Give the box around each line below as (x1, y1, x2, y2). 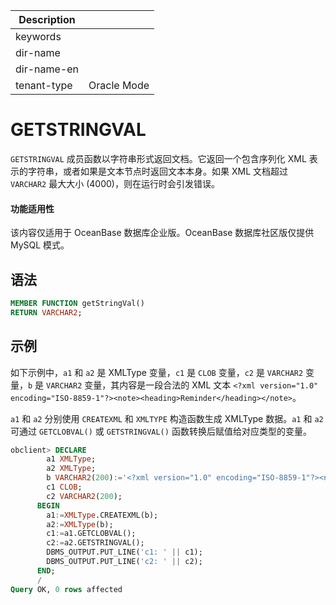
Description (18, 13, 76, 26)
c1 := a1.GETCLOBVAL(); (46, 529, 137, 539)
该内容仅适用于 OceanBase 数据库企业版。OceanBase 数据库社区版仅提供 (10, 227, 315, 239)
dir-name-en (15, 62, 80, 76)
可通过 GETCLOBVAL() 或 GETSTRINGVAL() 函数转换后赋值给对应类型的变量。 (10, 425, 312, 437)
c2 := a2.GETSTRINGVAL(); (46, 538, 145, 548)
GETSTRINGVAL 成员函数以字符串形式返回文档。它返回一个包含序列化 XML (10, 152, 307, 164)
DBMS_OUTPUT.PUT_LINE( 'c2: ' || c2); (46, 557, 203, 567)
